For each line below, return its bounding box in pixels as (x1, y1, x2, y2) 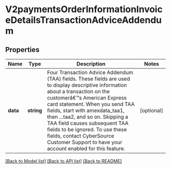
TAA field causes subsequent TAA (47, 120, 129, 126)
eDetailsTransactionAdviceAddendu (5, 14, 162, 26)
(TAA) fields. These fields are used (47, 75, 130, 82)
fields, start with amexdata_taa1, (47, 107, 125, 114)
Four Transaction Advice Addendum (47, 69, 133, 76)
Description (76, 60, 106, 67)
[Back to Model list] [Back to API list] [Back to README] (5, 158, 122, 164)
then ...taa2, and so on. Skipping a (47, 113, 128, 120)
